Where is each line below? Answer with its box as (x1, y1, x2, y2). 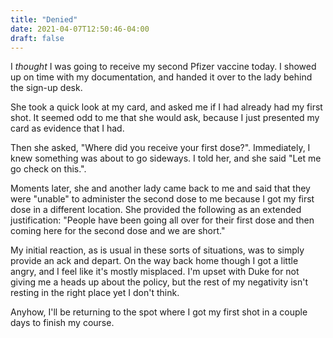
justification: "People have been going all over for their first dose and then (10, 214, 315, 226)
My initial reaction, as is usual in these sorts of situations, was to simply (10, 244, 305, 256)
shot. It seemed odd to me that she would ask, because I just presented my (10, 112, 320, 124)
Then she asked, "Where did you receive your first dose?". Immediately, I (10, 142, 311, 154)
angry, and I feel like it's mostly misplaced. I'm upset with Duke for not (10, 266, 300, 278)
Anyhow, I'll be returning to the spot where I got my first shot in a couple (10, 306, 308, 318)
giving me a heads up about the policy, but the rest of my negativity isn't (10, 276, 309, 288)
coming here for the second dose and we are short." (10, 225, 226, 237)
